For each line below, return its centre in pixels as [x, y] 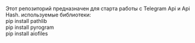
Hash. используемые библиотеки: [48, 15]
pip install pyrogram [30, 27]
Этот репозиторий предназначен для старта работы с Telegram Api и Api [98, 9]
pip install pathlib [26, 21]
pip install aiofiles [27, 34]
